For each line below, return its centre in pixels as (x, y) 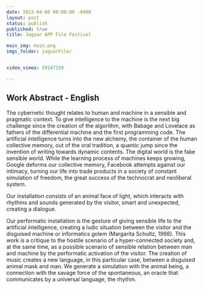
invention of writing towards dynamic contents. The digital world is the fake (101, 152)
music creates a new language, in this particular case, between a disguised (101, 260)
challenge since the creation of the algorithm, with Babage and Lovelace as (101, 125)
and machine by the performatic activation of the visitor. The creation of (97, 253)
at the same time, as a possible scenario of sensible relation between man (99, 247)
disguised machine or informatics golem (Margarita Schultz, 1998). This (96, 233)
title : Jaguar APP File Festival (49, 35)
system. (16, 184)
